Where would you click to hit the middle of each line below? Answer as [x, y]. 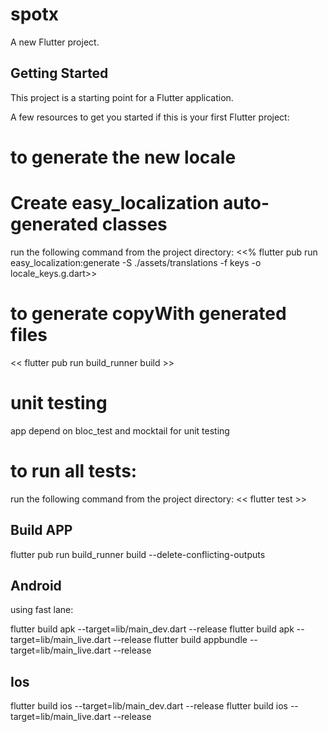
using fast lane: [42, 610]
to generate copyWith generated [148, 314]
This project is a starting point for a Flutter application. [122, 97]
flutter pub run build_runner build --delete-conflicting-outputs [138, 554]
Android [36, 585]
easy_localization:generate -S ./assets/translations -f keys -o [136, 262]
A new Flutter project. [55, 42]
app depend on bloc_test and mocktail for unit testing [120, 430]
